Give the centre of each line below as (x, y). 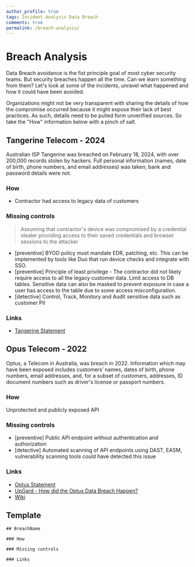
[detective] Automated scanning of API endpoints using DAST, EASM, (98, 450)
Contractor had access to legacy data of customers (77, 201)
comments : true (25, 22)
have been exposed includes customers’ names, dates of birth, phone (90, 369)
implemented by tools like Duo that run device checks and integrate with (102, 259)
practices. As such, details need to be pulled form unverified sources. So (94, 116)
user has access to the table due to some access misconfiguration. (95, 290)
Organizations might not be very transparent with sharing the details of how (97, 103)
